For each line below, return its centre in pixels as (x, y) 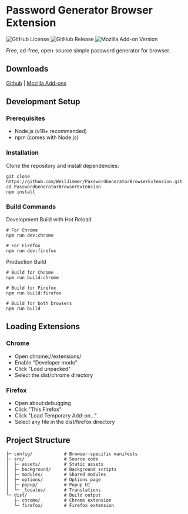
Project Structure (38, 440)
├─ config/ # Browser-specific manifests (72, 454)
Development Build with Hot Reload (49, 220)
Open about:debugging (43, 403)
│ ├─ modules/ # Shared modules (56, 475)
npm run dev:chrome (30, 236)
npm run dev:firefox (31, 251)
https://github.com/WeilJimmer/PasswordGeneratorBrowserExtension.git (94, 181)
